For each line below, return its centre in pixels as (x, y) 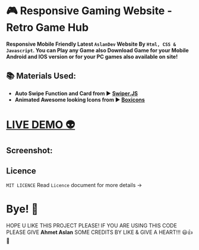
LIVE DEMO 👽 (41, 124)
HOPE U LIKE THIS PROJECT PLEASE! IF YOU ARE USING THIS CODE (91, 226)
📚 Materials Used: (41, 76)
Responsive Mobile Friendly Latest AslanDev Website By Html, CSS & (91, 44)
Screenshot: (29, 151)
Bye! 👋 (22, 209)
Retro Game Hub (48, 28)
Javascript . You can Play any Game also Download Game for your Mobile (97, 50)
